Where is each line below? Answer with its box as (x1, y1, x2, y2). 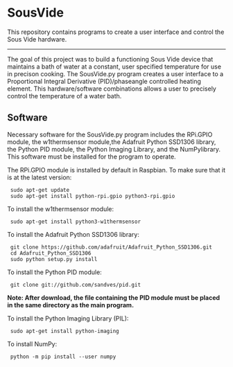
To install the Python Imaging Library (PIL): (7, 314, 129, 323)
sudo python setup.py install (10, 256, 98, 262)
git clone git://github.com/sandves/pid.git (10, 281, 141, 288)
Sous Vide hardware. (7, 35, 67, 43)
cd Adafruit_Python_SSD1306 (10, 249, 92, 257)
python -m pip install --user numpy (10, 353, 116, 360)
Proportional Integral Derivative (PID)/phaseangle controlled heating (7, 77, 201, 85)
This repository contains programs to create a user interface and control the (7, 28, 225, 36)
